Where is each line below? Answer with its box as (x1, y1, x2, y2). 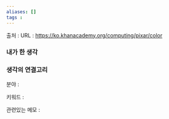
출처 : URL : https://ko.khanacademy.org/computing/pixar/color (6, 31, 163, 39)
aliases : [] (6, 8, 36, 15)
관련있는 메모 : (6, 106, 40, 113)
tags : (6, 14, 23, 20)
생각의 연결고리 (6, 66, 48, 74)
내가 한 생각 (6, 48, 38, 56)
